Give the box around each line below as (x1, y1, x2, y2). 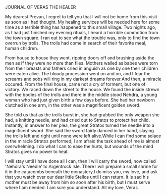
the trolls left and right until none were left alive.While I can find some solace (5, 133, 161, 139)
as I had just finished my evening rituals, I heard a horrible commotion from (5, 30, 159, 35)
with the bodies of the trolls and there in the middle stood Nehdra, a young (5, 92, 157, 97)
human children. (5, 46, 39, 51)
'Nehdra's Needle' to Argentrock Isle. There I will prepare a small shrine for (5, 163, 158, 169)
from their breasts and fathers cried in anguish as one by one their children (5, 65, 159, 71)
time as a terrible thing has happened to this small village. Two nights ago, (5, 24, 157, 30)
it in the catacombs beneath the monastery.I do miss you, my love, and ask (5, 169, 158, 175)
